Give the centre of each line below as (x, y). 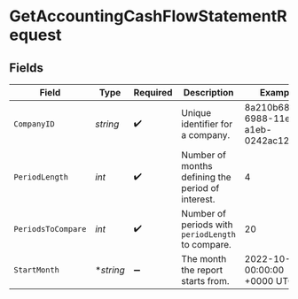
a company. (206, 135)
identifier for (207, 124)
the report (202, 270)
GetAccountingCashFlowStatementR (148, 16)
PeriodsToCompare (50, 229)
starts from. (205, 281)
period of (200, 188)
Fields (27, 68)
